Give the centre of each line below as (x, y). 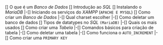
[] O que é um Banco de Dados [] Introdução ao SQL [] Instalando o (73, 7)
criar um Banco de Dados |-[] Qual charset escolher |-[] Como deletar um (80, 17)
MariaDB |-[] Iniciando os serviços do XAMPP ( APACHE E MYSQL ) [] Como (78, 12)
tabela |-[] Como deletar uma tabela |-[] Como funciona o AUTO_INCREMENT (79, 33)
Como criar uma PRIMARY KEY (39, 38)
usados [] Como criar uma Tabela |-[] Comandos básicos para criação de (79, 28)
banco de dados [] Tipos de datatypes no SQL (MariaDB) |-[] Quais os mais (81, 22)
